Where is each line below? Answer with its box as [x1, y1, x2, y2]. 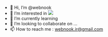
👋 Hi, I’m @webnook [9, 5, 52, 10]
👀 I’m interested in [9, 10, 47, 16]
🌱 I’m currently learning [9, 16, 58, 21]
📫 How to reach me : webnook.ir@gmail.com [9, 26, 104, 32]
